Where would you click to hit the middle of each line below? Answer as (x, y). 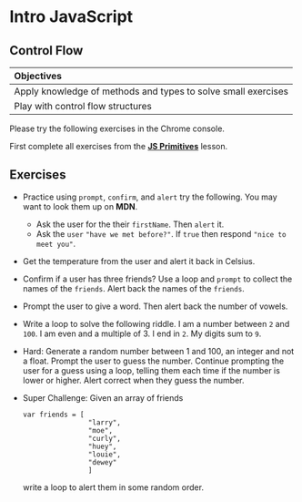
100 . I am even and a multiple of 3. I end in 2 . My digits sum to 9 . (142, 333)
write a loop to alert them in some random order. (113, 487)
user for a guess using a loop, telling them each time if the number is (151, 370)
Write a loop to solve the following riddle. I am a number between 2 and (156, 323)
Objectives (38, 76)
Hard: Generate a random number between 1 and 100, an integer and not (158, 351)
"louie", (104, 454)
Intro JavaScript (71, 17)
